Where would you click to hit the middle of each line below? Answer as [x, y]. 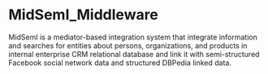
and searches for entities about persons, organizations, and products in [128, 45]
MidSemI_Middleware [83, 15]
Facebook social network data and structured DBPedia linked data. [120, 63]
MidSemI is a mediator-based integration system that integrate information [133, 37]
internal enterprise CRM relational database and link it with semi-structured [134, 54]
